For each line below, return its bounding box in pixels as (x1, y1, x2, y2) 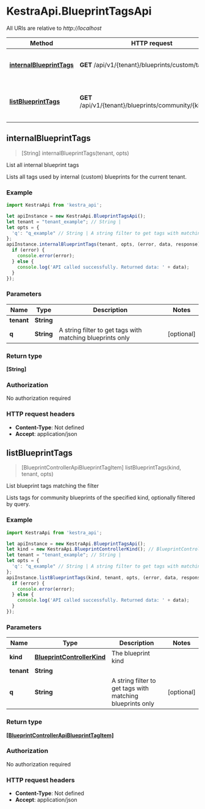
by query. (6, 501, 31, 508)
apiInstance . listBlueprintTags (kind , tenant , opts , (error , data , (6, 574, 179, 580)
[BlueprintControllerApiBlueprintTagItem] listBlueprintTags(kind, (21, 464, 181, 471)
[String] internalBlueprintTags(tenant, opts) (21, 149, 129, 157)
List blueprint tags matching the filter (6, 482, 99, 490)
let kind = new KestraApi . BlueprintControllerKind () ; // (6, 546, 154, 552)
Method (30, 38, 54, 47)
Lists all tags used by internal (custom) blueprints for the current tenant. (6, 173, 187, 180)
